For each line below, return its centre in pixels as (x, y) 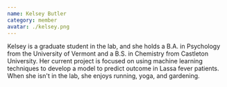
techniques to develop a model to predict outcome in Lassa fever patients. (113, 69)
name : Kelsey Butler (37, 14)
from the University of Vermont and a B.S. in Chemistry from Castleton (108, 54)
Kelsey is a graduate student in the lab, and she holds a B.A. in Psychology (114, 47)
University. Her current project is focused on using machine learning (105, 61)
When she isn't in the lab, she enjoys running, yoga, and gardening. (103, 76)
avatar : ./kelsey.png (39, 26)
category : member (32, 20)
